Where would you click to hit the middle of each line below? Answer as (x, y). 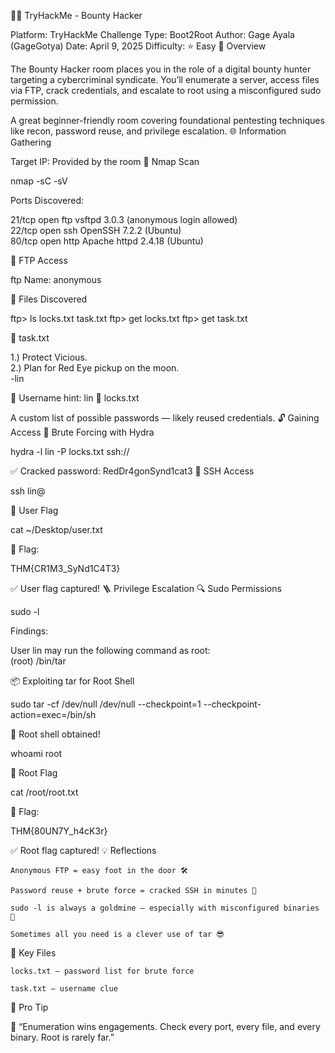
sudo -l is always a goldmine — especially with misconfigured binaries (165, 908)
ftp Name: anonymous (56, 279)
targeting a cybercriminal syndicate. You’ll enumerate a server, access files (165, 79)
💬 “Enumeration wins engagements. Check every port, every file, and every (165, 1026)
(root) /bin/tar (38, 661)
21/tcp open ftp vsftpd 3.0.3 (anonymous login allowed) (124, 219)
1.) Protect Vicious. (49, 357)
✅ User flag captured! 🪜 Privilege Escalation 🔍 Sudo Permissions (146, 588)
